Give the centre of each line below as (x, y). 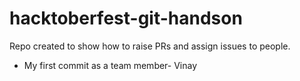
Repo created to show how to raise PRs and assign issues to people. (150, 46)
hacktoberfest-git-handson (126, 18)
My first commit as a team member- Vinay (110, 65)
